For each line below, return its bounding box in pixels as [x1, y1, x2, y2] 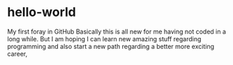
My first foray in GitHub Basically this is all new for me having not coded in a [7, 27, 227, 36]
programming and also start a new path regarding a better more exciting [7, 42, 215, 50]
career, [7, 50, 28, 58]
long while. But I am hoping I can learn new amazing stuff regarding [7, 34, 202, 43]
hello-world [7, 4, 77, 20]
